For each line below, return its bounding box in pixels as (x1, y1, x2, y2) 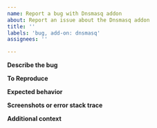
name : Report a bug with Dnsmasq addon (7, 10, 122, 17)
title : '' (7, 23, 36, 30)
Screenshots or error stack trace (7, 101, 103, 109)
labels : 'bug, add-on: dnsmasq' (7, 29, 100, 37)
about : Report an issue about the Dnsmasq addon (7, 17, 150, 24)
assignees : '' (7, 36, 48, 43)
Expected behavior (7, 88, 63, 96)
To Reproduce (7, 74, 48, 83)
